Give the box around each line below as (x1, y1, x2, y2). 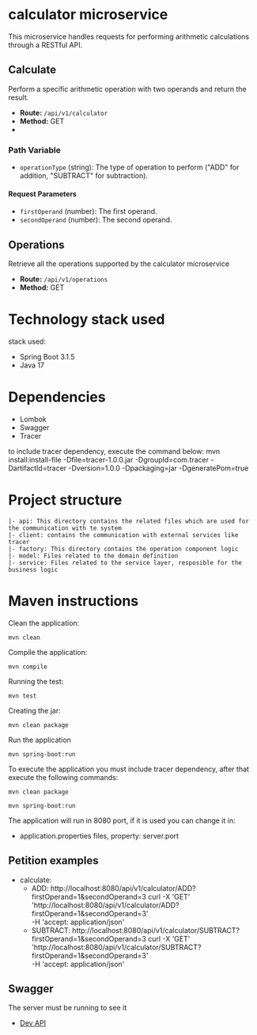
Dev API (19, 1018, 46, 1028)
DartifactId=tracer (8, 463, 67, 473)
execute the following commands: (8, 772, 119, 782)
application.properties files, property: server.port (19, 831, 180, 840)
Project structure (8, 491, 123, 509)
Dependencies (8, 388, 106, 406)
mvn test (8, 691, 37, 700)
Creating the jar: (8, 706, 61, 715)
